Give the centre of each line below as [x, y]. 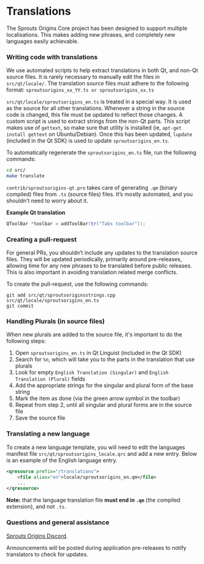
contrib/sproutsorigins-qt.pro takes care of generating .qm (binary [92, 187]
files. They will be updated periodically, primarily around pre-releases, [94, 259]
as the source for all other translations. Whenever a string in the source [96, 108]
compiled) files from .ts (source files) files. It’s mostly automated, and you [100, 194]
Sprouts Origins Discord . [37, 536]
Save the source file [40, 418]
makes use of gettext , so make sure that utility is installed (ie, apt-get [94, 128]
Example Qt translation [36, 212]
